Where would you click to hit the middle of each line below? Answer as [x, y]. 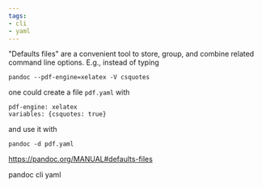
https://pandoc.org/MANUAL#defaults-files [81, 159]
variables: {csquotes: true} [57, 114]
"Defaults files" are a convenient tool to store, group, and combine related [131, 54]
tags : [17, 16]
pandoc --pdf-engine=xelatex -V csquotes [79, 78]
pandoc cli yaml [35, 175]
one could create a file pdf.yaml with [69, 92]
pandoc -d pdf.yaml [41, 144]
